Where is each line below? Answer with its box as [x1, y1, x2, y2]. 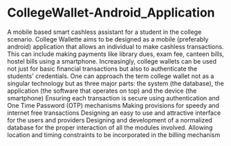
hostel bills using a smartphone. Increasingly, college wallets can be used [7, 57, 216, 65]
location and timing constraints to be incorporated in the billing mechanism [7, 130, 221, 139]
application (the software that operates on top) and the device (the [7, 86, 197, 95]
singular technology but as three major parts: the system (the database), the [7, 79, 225, 87]
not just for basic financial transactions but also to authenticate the [7, 64, 198, 73]
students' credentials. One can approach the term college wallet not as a [7, 71, 214, 80]
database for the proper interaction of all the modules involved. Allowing [7, 123, 213, 131]
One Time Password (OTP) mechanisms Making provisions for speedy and [7, 101, 220, 109]
